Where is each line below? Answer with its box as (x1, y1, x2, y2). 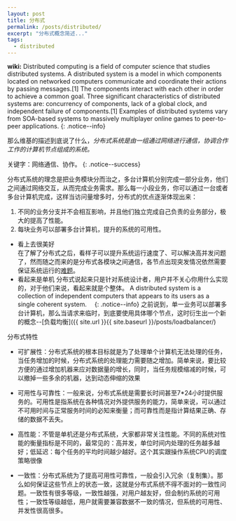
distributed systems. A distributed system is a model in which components (7, 70, 222, 78)
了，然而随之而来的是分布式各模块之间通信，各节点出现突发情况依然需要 (17, 258, 226, 265)
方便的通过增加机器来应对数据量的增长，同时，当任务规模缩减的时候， (17, 365, 221, 373)
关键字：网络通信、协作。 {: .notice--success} (7, 160, 141, 169)
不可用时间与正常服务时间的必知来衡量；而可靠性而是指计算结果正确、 (17, 407, 221, 414)
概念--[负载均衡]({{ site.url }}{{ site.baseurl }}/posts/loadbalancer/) (23, 317, 216, 326)
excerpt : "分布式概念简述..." (7, 29, 88, 37)
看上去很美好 (17, 240, 55, 248)
